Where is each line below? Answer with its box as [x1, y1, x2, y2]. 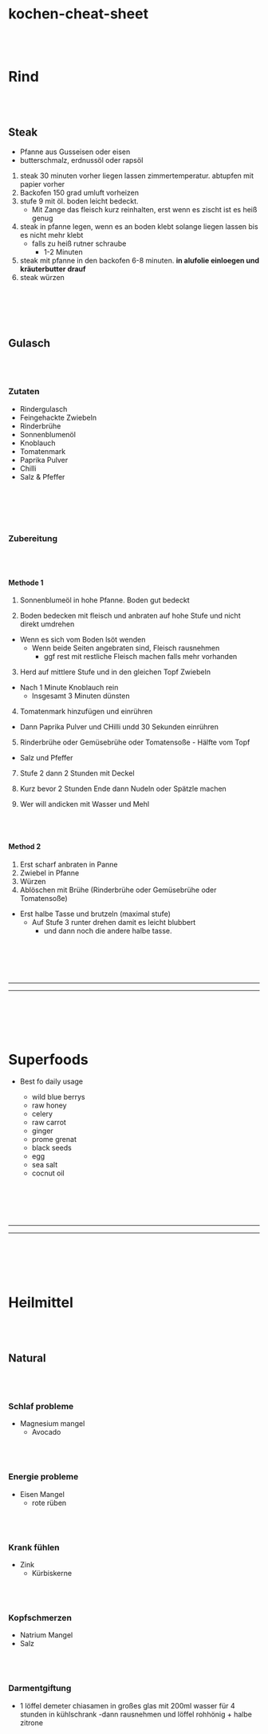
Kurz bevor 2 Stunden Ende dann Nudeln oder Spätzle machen [19, 784, 227, 794]
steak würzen [19, 272, 65, 282]
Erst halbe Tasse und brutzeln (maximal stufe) [19, 909, 171, 918]
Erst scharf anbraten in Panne [19, 859, 118, 869]
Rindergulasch [19, 404, 68, 413]
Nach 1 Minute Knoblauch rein [19, 683, 119, 693]
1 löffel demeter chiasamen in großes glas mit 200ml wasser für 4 [19, 1700, 235, 1710]
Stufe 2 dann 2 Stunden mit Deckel [19, 768, 135, 778]
